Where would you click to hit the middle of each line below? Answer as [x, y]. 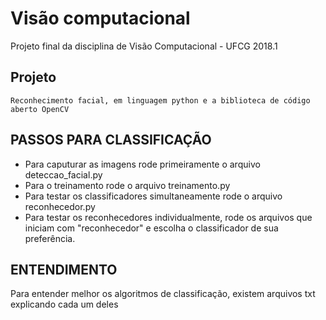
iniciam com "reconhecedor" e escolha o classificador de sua [151, 228]
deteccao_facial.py [63, 174]
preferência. [50, 238]
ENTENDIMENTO [64, 269]
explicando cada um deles [64, 304]
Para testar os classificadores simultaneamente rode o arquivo [153, 196]
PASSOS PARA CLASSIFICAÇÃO [111, 140]
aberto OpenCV [40, 109]
